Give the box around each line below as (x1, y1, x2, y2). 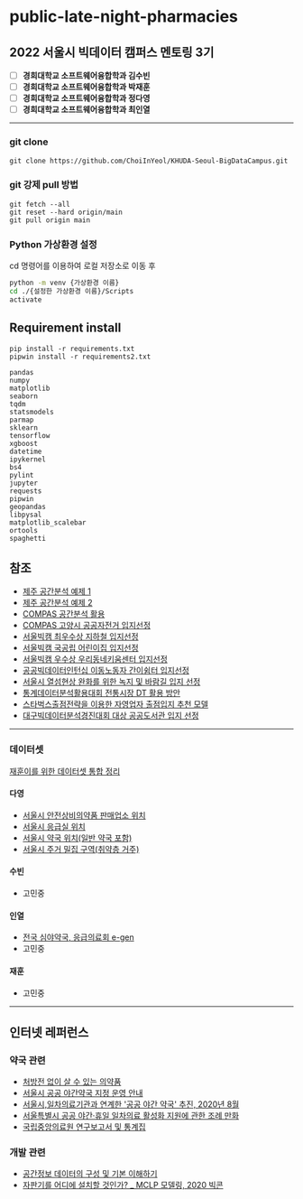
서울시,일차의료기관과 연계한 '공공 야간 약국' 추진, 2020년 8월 (22, 1099, 240, 1110)
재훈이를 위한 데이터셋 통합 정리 (9, 766, 121, 776)
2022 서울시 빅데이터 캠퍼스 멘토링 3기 (9, 44, 215, 60)
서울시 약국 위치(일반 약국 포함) (22, 832, 133, 843)
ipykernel (9, 454, 47, 464)
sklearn (9, 423, 39, 432)
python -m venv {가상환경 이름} (9, 278, 120, 288)
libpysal (9, 510, 42, 519)
